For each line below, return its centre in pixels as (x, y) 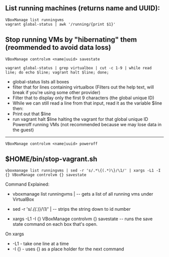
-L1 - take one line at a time (40, 244)
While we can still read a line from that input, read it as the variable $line (87, 103)
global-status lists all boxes (41, 81)
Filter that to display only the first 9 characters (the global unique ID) (83, 98)
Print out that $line (32, 114)
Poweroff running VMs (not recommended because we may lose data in (87, 124)
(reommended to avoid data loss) (58, 48)
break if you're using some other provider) (56, 92)
